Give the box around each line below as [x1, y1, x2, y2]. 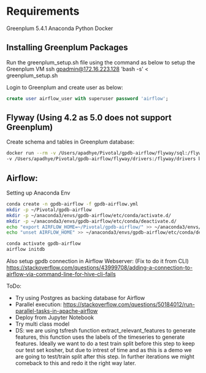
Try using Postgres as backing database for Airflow [15, 294, 145, 301]
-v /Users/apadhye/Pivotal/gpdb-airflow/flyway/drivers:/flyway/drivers [6, 156, 196, 162]
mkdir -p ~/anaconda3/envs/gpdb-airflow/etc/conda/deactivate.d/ [6, 218, 177, 225]
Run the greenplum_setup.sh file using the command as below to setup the [6, 58, 196, 66]
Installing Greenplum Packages [6, 42, 128, 53]
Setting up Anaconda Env [6, 189, 71, 196]
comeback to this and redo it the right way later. [15, 360, 137, 366]
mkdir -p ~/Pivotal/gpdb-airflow [6, 207, 92, 213]
